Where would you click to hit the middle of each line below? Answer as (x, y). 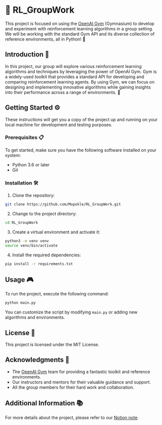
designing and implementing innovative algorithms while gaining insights (78, 87)
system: (13, 155)
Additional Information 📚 (44, 403)
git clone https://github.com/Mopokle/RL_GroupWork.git (63, 204)
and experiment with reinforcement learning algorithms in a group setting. (79, 28)
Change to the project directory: (44, 214)
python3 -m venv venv (27, 241)
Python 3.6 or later (31, 165)
